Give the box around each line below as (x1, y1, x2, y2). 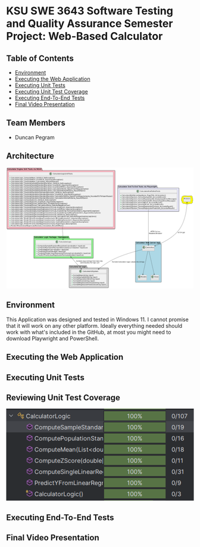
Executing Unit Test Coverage (14, 88, 88, 95)
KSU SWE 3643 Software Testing (6, 4, 174, 18)
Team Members (6, 118, 65, 128)
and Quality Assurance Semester (6, 17, 173, 30)
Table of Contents (6, 53, 74, 63)
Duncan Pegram (14, 133, 55, 141)
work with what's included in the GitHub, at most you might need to (6, 328, 171, 335)
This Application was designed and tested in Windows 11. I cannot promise (6, 316, 189, 323)
